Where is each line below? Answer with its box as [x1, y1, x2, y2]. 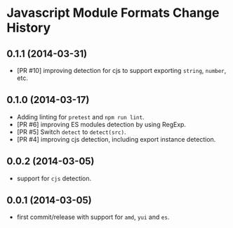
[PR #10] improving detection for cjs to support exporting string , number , [16, 67, 227, 74]
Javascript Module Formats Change [6, 5, 220, 21]
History [6, 20, 51, 36]
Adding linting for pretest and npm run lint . [16, 112, 145, 121]
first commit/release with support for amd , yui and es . [16, 213, 170, 222]
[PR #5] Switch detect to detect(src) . [16, 128, 126, 136]
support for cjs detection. [16, 174, 92, 182]
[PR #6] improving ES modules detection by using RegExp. [16, 120, 187, 128]
